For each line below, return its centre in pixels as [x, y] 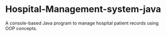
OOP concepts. [21, 28]
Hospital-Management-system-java [83, 9]
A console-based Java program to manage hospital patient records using [82, 23]
